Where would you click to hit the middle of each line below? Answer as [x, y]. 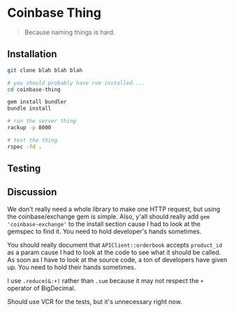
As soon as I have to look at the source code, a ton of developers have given [117, 259]
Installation [32, 54]
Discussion [32, 192]
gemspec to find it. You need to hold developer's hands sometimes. [104, 231]
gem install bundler [37, 102]
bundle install [29, 109]
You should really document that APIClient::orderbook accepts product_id [115, 245]
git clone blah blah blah [45, 70]
